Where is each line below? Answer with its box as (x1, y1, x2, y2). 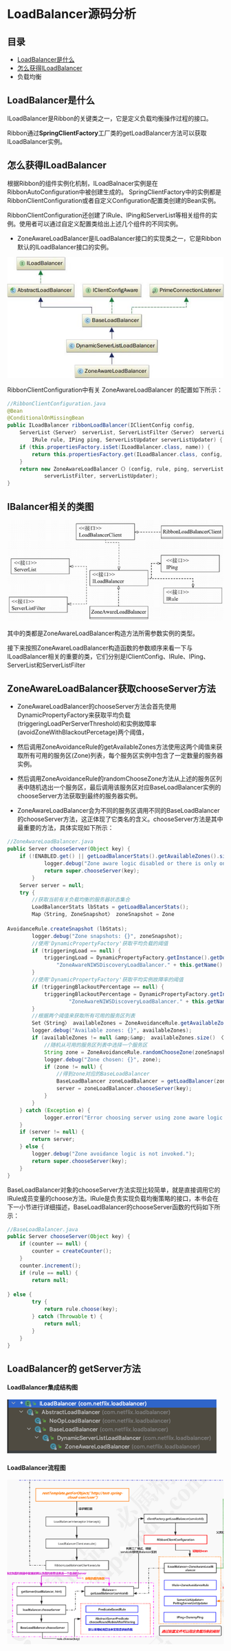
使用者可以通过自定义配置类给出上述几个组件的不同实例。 (19, 220, 182, 228)
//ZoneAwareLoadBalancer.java (7, 838, 94, 845)
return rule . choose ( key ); (43, 1306, 118, 1313)
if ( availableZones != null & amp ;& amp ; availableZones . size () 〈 (32, 1034, 224, 1041)
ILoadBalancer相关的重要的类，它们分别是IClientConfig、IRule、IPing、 (7, 652, 210, 661)
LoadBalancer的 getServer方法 (7, 1363, 141, 1374)
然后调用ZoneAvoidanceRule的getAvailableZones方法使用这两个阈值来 (16, 743, 217, 751)
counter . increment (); (19, 1262, 81, 1269)
